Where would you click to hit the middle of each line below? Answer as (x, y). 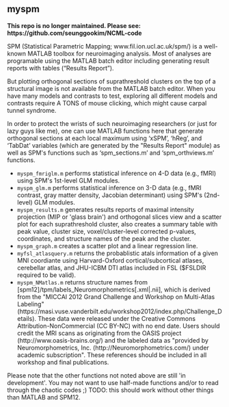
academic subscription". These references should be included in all (112, 355)
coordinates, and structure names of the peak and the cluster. (104, 238)
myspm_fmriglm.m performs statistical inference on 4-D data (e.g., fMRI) (117, 173)
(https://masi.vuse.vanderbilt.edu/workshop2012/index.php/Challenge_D (119, 311)
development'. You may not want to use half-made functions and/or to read (113, 382)
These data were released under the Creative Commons (117, 318)
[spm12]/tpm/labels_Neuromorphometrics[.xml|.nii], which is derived (113, 289)
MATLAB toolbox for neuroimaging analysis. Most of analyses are (119, 53)
